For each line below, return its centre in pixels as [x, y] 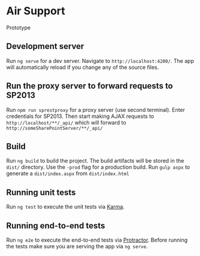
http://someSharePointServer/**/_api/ [54, 128]
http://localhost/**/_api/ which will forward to [66, 122]
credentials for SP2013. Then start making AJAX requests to [80, 116]
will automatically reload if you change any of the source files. [83, 67]
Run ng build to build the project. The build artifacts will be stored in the [95, 161]
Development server [45, 46]
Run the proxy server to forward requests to [90, 86]
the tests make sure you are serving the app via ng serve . [77, 246]
